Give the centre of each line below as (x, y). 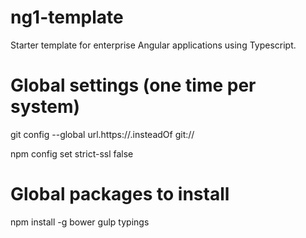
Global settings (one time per (133, 85)
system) (45, 107)
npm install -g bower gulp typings (80, 222)
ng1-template (67, 17)
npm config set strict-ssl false (72, 153)
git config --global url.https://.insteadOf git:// (102, 134)
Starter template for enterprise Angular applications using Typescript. (153, 45)
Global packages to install (120, 194)
